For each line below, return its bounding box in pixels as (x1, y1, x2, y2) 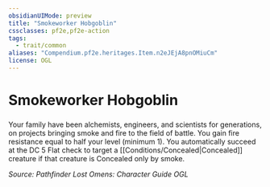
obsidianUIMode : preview (8, 11, 92, 20)
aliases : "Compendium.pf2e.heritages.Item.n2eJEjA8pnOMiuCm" (8, 49, 218, 57)
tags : (8, 34, 27, 43)
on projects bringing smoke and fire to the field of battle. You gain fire (8, 128, 240, 137)
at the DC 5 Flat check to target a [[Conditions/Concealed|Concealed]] (8, 145, 243, 155)
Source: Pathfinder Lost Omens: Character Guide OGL (8, 169, 189, 179)
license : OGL (8, 57, 52, 65)
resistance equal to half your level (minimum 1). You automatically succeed (8, 136, 256, 146)
